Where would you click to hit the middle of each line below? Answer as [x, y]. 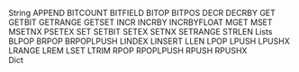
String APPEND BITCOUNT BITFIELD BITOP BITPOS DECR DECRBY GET [142, 13]
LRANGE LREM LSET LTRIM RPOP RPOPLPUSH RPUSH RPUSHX [128, 51]
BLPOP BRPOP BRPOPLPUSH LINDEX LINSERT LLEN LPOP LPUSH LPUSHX [149, 41]
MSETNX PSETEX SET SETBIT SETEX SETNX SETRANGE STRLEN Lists [140, 32]
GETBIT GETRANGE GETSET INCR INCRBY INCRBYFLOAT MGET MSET [140, 22]
